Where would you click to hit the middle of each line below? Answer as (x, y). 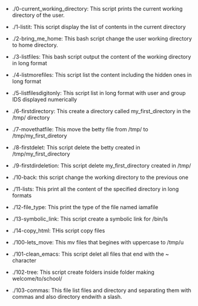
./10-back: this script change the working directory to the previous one (100, 177)
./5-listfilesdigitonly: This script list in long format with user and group (99, 93)
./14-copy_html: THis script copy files (58, 230)
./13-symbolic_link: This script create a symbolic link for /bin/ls (90, 219)
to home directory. (35, 45)
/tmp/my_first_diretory (40, 136)
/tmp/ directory (31, 118)
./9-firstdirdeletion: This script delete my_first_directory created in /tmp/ (101, 165)
